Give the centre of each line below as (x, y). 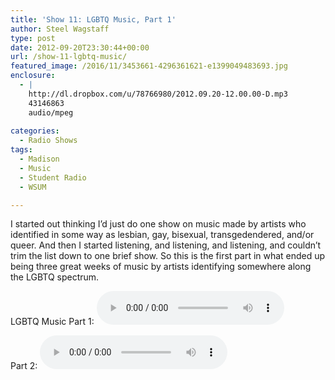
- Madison (39, 159)
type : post (33, 38)
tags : (21, 150)
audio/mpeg (51, 112)
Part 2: (24, 366)
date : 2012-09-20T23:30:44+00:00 (80, 47)
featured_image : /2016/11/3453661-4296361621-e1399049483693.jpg (149, 66)
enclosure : (33, 76)
